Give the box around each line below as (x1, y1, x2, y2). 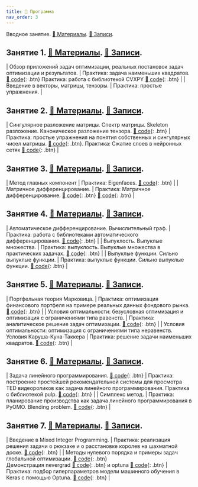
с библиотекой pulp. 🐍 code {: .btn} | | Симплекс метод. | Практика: (6, 391, 174, 398)
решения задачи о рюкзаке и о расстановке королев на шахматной (6, 443, 178, 450)
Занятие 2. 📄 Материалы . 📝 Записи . (6, 105, 144, 115)
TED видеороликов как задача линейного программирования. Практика (6, 385, 190, 392)
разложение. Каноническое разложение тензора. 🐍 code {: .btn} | (6, 128, 171, 135)
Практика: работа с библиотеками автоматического (6, 231, 139, 238)
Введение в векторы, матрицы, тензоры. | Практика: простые (6, 82, 163, 89)
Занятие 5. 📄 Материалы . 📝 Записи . (6, 279, 144, 290)
